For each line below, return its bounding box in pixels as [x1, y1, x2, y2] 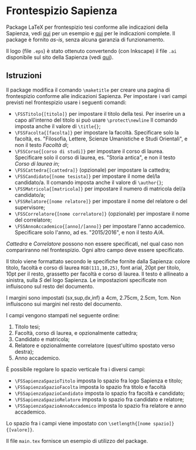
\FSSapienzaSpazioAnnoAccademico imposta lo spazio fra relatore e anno [14, 402, 187, 409]
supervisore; [14, 204, 46, 211]
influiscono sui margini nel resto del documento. [6, 300, 123, 307]
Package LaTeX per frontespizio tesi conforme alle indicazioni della [6, 23, 168, 31]
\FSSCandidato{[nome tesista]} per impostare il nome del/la [14, 172, 160, 180]
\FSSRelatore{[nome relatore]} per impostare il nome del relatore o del [14, 197, 188, 204]
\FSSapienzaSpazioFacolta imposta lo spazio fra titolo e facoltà [14, 383, 166, 390]
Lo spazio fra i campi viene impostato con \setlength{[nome [6, 419, 151, 427]
